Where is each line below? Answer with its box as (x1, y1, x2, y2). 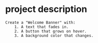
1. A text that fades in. (14, 24, 69, 29)
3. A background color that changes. (14, 33, 94, 38)
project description (5, 3, 87, 15)
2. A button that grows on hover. (14, 28, 87, 33)
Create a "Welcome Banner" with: (5, 20, 76, 25)
